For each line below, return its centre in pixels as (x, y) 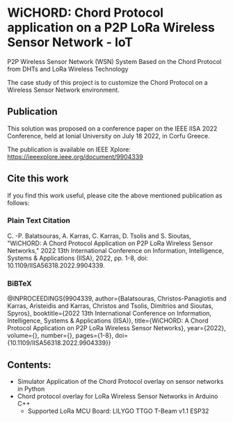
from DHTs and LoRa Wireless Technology (68, 69)
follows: (18, 202)
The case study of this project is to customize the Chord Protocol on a (107, 82)
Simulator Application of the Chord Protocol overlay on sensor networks (120, 381)
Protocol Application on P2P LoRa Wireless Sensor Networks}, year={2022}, (116, 328)
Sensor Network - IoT (70, 42)
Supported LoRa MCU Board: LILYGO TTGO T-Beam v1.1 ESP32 (118, 411)
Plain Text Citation (39, 220)
